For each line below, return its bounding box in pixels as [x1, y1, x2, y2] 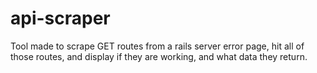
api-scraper [10, 7, 111, 30]
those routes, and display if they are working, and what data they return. [10, 50, 308, 62]
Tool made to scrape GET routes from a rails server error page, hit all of [10, 40, 305, 52]
